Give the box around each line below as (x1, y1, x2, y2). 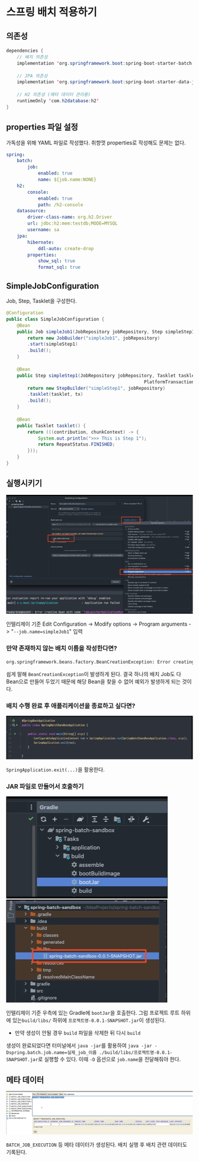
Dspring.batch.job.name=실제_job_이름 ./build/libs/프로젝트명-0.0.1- (6, 1050, 173, 1056)
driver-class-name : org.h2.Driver (27, 214, 113, 220)
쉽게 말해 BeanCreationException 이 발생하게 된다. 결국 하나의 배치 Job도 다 (6, 670, 182, 677)
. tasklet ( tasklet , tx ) (27, 392, 84, 397)
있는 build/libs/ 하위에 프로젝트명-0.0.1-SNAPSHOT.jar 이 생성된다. (12, 1017, 166, 1024)
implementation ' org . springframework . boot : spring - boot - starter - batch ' (17, 60, 195, 66)
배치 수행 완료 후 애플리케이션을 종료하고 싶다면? (6, 702, 136, 710)
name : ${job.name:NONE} (37, 176, 97, 183)
